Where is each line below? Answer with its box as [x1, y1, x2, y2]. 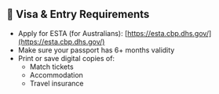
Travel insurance [29, 78, 84, 88]
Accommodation [29, 70, 83, 79]
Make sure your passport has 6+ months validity [17, 45, 175, 55]
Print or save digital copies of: [17, 53, 115, 63]
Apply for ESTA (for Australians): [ [17, 28, 128, 38]
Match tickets [29, 62, 75, 71]
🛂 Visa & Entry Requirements [6, 8, 150, 21]
